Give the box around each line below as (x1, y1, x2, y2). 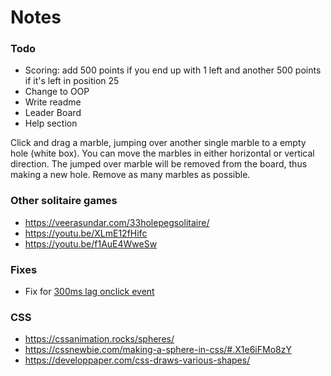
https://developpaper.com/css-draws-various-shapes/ (24, 354, 251, 366)
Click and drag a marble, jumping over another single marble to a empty (10, 137, 307, 149)
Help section (24, 117, 78, 130)
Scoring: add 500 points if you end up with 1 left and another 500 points (24, 64, 322, 76)
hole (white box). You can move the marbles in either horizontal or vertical (10, 147, 315, 160)
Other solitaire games (10, 194, 118, 208)
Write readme (24, 96, 82, 108)
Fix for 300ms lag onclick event (24, 286, 155, 298)
